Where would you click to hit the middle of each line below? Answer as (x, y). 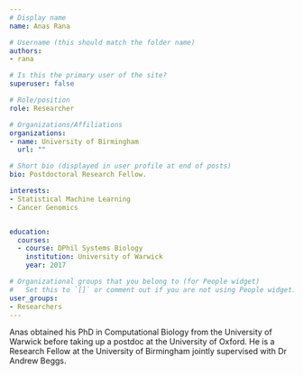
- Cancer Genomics (44, 207)
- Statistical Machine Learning (70, 199)
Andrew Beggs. (38, 361)
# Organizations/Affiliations (66, 124)
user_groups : (34, 298)
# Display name (38, 18)
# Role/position (40, 100)
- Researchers (36, 306)
